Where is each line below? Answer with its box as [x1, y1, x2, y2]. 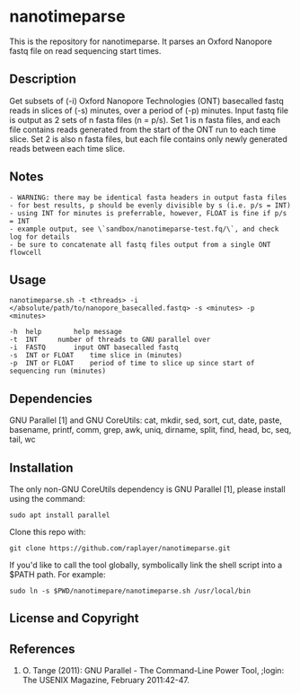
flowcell [9, 248, 42, 257]
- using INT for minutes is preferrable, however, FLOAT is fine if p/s [9, 208, 287, 217]
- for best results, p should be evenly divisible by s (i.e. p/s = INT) [9, 200, 292, 210]
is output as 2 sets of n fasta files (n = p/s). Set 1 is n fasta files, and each [9, 114, 281, 125]
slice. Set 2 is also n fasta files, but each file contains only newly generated [9, 133, 287, 145]
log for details [9, 232, 70, 242]
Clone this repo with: [9, 527, 86, 537]
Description [9, 72, 76, 87]
